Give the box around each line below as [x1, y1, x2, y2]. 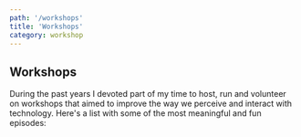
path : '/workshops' [9, 13, 84, 23]
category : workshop [9, 30, 84, 39]
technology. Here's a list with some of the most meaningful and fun [9, 108, 262, 119]
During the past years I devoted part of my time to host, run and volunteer [9, 89, 287, 100]
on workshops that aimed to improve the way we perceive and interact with [9, 98, 293, 110]
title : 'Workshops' [9, 22, 84, 31]
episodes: [9, 118, 47, 129]
